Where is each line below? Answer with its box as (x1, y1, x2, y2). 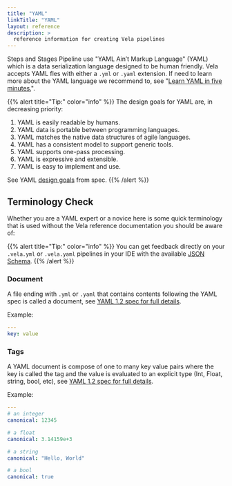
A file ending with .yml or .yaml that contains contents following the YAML (7, 290, 217, 298)
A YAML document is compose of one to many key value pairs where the (7, 362, 214, 371)
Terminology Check (7, 196, 94, 207)
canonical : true (7, 474, 54, 480)
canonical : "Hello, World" (7, 454, 85, 462)
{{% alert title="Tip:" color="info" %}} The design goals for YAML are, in (7, 97, 213, 106)
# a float (7, 429, 36, 436)
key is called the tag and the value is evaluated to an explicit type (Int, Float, (7, 370, 223, 378)
